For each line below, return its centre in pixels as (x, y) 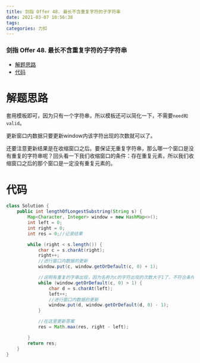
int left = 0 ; (45, 223)
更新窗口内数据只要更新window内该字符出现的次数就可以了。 (81, 136)
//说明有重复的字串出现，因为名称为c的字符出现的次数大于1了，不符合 (112, 278)
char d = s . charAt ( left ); (81, 288)
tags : (13, 23)
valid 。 (15, 123)
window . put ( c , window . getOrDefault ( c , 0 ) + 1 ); (98, 267)
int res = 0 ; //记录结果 (55, 234)
